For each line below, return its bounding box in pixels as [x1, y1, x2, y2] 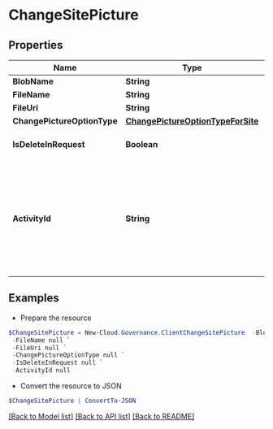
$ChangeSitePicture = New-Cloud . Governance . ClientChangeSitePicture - [8, 328, 256, 336]
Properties [8, 38, 63, 52]
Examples [8, 291, 59, 305]
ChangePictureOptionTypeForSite [125, 115, 259, 127]
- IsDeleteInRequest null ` [11, 359, 104, 367]
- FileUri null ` [11, 344, 67, 352]
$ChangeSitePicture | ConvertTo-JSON [8, 396, 136, 405]
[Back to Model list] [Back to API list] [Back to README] [8, 411, 195, 421]
